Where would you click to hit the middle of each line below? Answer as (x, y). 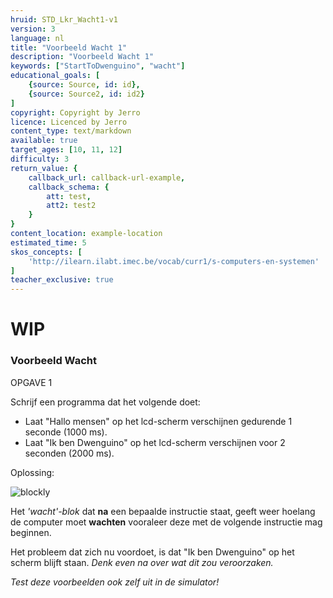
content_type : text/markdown (71, 131)
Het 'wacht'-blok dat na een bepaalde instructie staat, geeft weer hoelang (163, 511)
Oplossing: (32, 472)
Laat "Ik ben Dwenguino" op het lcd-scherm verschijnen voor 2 (155, 442)
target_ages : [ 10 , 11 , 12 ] (66, 150)
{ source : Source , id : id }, (84, 85)
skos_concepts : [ (46, 252)
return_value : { (44, 168)
